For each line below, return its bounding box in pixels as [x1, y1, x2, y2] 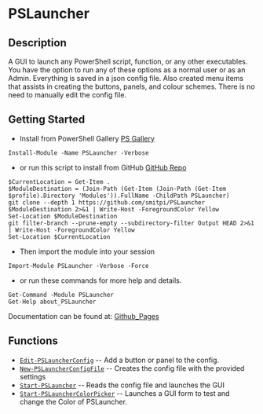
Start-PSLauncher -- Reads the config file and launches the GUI [19, 380, 225, 390]
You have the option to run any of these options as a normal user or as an [8, 65, 246, 75]
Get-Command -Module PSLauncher [8, 291, 114, 299]
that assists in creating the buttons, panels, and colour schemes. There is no [8, 82, 255, 91]
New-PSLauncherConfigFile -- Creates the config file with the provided [19, 363, 245, 373]
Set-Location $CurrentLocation [8, 233, 111, 240]
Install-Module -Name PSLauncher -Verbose [8, 148, 149, 157]
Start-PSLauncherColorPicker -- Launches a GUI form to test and [19, 388, 230, 398]
